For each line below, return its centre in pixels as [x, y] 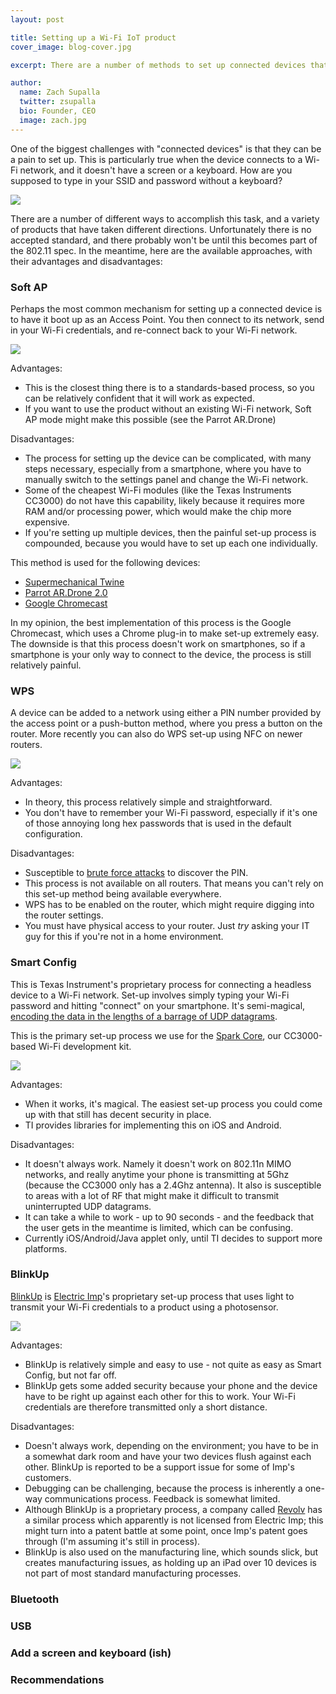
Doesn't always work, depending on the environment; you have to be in [171, 1445]
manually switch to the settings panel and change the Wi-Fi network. [166, 479]
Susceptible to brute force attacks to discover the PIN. [136, 873]
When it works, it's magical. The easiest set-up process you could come [173, 1103]
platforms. [46, 1248]
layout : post [37, 19]
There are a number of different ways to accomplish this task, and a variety [165, 218]
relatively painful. [46, 665]
